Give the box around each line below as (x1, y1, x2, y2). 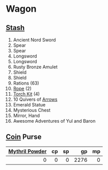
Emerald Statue (13, 102, 46, 107)
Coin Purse (6, 133, 42, 141)
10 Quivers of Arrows (13, 96, 58, 102)
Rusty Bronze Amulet (13, 64, 58, 70)
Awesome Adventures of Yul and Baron (13, 118, 96, 124)
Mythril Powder (8, 148, 47, 155)
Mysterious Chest (13, 107, 50, 113)
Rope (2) (13, 86, 32, 92)
